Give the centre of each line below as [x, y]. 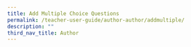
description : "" [31, 26]
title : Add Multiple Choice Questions [63, 13]
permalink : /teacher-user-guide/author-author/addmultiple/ [96, 20]
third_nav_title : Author [43, 33]
